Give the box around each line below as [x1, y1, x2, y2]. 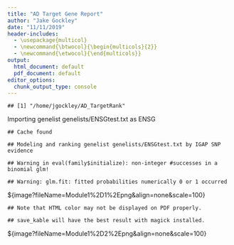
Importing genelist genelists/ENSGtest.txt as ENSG [7, 115, 156, 124]
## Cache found [7, 129, 53, 136]
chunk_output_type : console [14, 83, 97, 90]
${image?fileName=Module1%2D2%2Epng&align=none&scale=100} [7, 229, 207, 238]
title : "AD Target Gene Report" [7, 10, 103, 18]
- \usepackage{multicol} [14, 37, 87, 44]
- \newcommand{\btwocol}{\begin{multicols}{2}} [14, 43, 158, 50]
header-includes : [7, 30, 59, 38]
